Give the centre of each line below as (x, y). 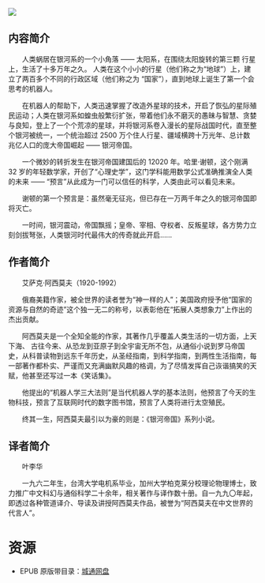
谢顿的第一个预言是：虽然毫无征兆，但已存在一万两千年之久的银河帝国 (136, 198)
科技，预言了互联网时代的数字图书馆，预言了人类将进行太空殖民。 (122, 402)
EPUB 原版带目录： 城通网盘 (64, 571)
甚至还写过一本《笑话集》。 (72, 375)
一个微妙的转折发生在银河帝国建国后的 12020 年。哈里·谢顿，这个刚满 (135, 161)
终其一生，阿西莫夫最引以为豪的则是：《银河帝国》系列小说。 (120, 419)
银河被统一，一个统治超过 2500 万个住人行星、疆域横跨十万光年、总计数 (132, 135)
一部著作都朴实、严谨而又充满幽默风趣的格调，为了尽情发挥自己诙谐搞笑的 (129, 365)
